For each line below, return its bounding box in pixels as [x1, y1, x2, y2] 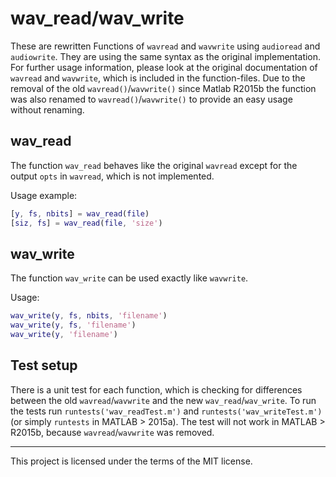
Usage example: [10, 189, 78, 201]
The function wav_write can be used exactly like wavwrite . [10, 272, 249, 284]
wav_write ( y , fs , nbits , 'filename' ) [10, 311, 168, 321]
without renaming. [10, 103, 85, 116]
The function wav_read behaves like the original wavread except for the [10, 159, 298, 171]
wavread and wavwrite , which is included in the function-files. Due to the [10, 72, 306, 84]
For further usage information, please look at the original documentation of [10, 61, 318, 73]
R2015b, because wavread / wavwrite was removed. [10, 426, 215, 438]
